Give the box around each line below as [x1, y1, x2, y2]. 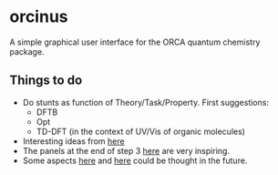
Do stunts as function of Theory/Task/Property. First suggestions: [22, 97, 269, 108]
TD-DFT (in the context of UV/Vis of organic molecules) [36, 126, 246, 137]
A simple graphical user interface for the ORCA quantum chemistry [9, 36, 261, 47]
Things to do [9, 73, 83, 88]
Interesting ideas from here [22, 135, 125, 147]
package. [9, 46, 45, 57]
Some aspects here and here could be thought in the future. [22, 155, 248, 166]
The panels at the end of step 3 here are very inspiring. [22, 145, 231, 156]
